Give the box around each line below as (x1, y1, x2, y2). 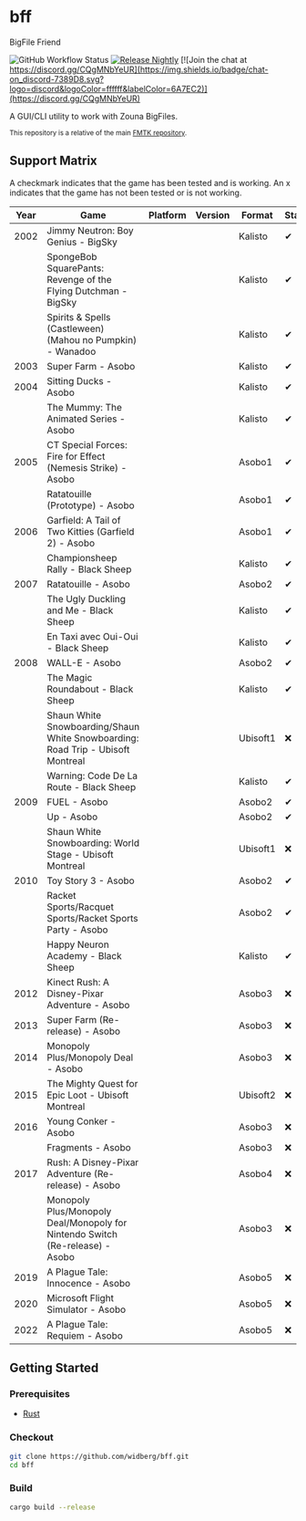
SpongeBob (46, 250, 97, 263)
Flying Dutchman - (46, 285, 128, 297)
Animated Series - (46, 412, 126, 425)
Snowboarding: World (46, 837, 139, 849)
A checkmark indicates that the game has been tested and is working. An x (9, 177, 291, 188)
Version (195, 208, 230, 221)
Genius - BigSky (46, 235, 118, 248)
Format (240, 208, 273, 221)
